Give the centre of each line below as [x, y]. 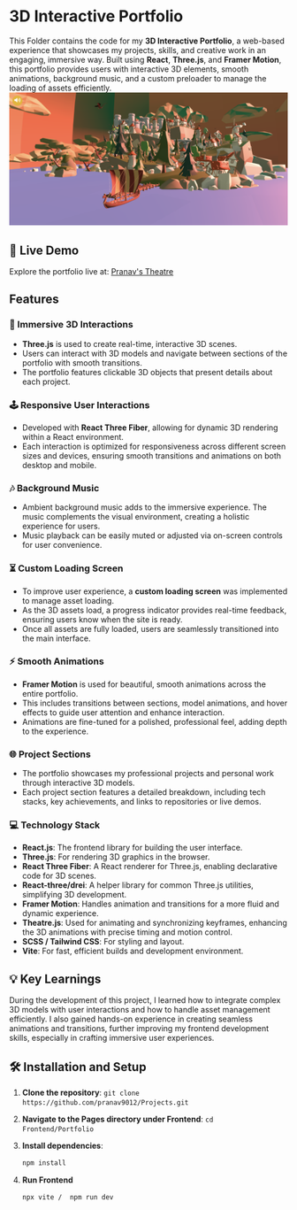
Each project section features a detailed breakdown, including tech [144, 792]
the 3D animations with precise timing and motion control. [127, 932]
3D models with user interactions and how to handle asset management [140, 1010]
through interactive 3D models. [78, 783]
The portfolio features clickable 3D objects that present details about [147, 372]
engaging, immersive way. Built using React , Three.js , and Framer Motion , [145, 59]
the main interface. [56, 638]
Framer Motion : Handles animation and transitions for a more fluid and [151, 904]
